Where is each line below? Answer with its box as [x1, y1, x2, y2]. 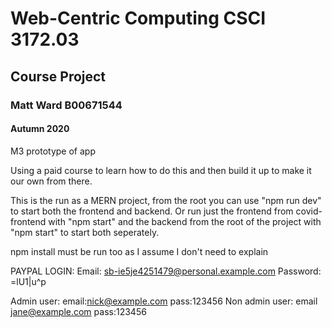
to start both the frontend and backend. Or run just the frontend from [10, 205, 294, 217]
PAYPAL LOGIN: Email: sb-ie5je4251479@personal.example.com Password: [10, 265, 322, 277]
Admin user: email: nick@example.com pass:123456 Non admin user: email [10, 295, 318, 307]
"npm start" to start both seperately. [10, 226, 160, 238]
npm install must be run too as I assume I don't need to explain [10, 245, 269, 257]
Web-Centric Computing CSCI [10, 7, 267, 30]
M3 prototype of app [10, 145, 96, 157]
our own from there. [10, 175, 93, 187]
